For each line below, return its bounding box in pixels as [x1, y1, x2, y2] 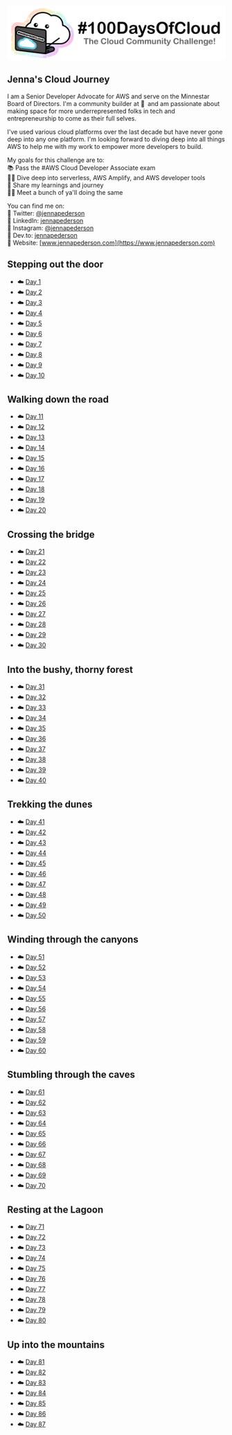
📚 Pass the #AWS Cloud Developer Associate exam [7, 164, 156, 172]
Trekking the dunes [7, 799, 93, 811]
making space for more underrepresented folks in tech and [7, 107, 175, 115]
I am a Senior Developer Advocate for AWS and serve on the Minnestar [7, 92, 210, 100]
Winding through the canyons [7, 934, 139, 946]
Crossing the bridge [7, 529, 95, 540]
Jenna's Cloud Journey [7, 73, 110, 85]
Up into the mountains [7, 1339, 105, 1350]
